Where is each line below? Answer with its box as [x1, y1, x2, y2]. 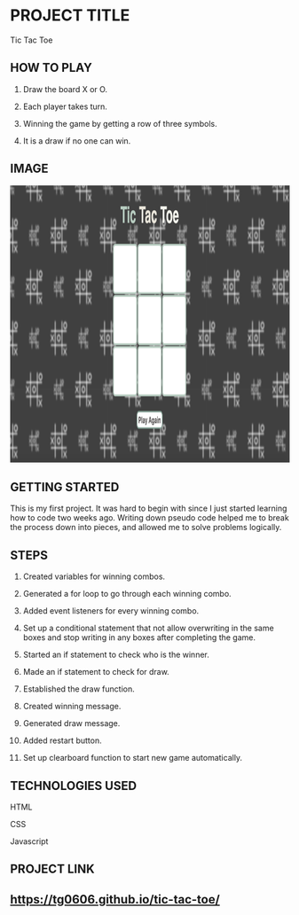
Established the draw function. [22, 684, 136, 694]
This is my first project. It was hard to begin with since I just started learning [10, 503, 287, 514]
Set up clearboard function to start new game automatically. [22, 753, 243, 763]
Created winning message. [22, 701, 122, 712]
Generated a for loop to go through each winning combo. [22, 589, 232, 599]
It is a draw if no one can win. [22, 135, 131, 146]
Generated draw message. [22, 718, 121, 729]
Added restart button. [22, 735, 102, 746]
